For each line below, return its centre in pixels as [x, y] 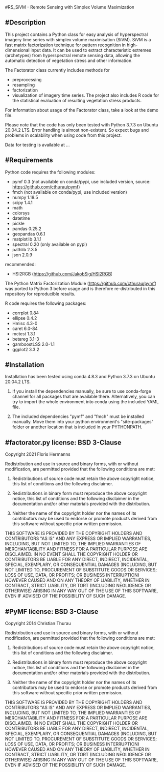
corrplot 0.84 [25, 313]
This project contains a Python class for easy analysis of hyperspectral [77, 34]
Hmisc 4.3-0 [25, 323]
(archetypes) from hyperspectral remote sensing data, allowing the [73, 55]
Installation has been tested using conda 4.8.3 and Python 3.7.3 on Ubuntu [80, 377]
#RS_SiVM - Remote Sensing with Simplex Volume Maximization [70, 7]
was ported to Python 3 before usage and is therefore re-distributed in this [80, 288]
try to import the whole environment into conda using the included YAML [85, 402]
